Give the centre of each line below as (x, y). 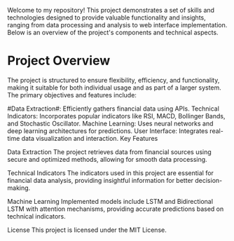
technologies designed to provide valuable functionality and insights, (107, 18)
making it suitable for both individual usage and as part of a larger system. (115, 88)
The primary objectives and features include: (72, 95)
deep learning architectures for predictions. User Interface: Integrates (108, 131)
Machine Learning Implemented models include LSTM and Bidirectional (110, 201)
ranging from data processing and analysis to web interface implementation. (117, 25)
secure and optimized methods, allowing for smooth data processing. (108, 159)
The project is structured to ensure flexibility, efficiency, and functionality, (113, 80)
